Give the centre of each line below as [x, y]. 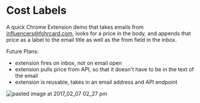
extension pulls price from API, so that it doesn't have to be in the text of [104, 69]
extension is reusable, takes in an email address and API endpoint [96, 82]
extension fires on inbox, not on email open [68, 63]
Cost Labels [37, 10]
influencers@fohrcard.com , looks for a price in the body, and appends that [98, 33]
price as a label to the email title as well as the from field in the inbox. [92, 40]
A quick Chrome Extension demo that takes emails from [75, 27]
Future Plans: [23, 51]
